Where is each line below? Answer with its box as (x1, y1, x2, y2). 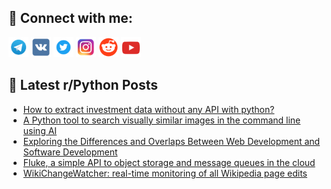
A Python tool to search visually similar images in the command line (22, 114, 301, 126)
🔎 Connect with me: (8, 10, 133, 27)
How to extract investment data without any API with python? (22, 103, 275, 115)
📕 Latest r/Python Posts (8, 77, 159, 94)
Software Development (22, 146, 118, 158)
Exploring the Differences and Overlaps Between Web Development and (22, 135, 321, 147)
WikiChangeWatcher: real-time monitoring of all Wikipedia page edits (22, 167, 308, 179)
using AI (22, 124, 58, 136)
